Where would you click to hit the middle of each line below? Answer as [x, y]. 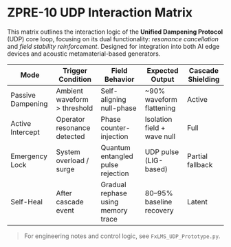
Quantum [115, 147]
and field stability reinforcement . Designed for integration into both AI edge [113, 46]
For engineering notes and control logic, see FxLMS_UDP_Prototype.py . [122, 236]
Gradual [113, 184]
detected [70, 136]
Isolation [158, 119]
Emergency [29, 156]
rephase [114, 193]
